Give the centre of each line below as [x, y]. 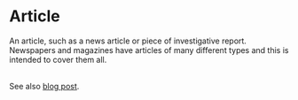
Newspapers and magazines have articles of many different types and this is [149, 50]
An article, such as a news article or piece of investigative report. [128, 41]
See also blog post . [44, 86]
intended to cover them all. [58, 59]
